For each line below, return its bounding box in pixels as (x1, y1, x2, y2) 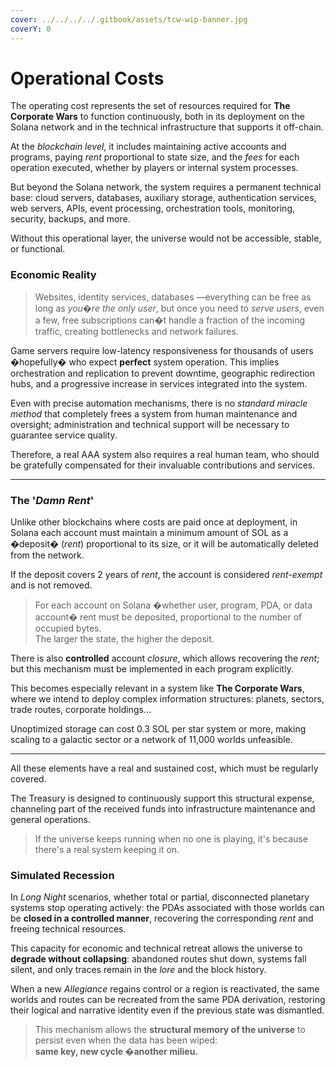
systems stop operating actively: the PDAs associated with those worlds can (10, 902, 325, 914)
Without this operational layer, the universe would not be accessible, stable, (10, 232, 322, 245)
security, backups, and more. (10, 213, 131, 225)
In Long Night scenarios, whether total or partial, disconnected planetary (10, 891, 310, 903)
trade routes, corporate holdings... (10, 704, 152, 716)
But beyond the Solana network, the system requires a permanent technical (10, 181, 322, 193)
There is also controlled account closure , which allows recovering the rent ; (10, 652, 320, 665)
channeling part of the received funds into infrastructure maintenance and (10, 803, 316, 815)
